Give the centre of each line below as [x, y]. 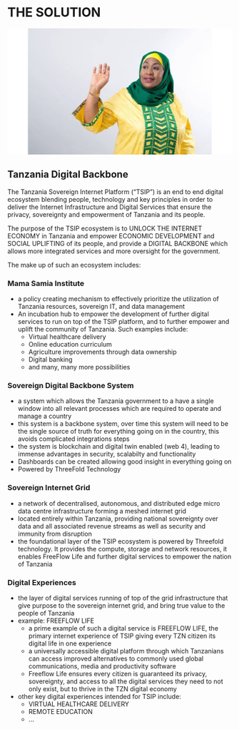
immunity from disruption [55, 534]
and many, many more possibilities [79, 367]
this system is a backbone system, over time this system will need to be [123, 424]
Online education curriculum [70, 345]
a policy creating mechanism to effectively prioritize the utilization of [118, 299]
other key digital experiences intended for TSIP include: [100, 696]
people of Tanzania [46, 613]
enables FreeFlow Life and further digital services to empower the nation [124, 556]
